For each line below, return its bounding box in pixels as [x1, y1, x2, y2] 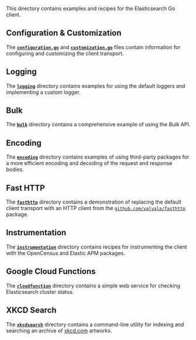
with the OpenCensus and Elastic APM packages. [6, 249, 126, 256]
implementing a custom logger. [6, 88, 81, 95]
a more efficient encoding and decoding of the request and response [6, 160, 173, 167]
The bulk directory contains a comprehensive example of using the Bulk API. [6, 121, 191, 128]
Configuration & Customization [6, 28, 122, 38]
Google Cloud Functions [6, 266, 96, 277]
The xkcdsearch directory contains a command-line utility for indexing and [6, 321, 184, 328]
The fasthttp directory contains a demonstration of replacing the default [6, 198, 181, 205]
